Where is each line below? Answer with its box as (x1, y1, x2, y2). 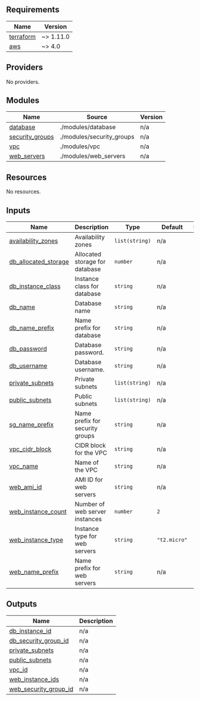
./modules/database (59, 123, 116, 132)
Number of (74, 500, 105, 508)
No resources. (6, 188, 41, 195)
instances (74, 515, 102, 523)
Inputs (6, 205, 31, 215)
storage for (74, 258, 106, 266)
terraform (9, 32, 36, 40)
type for (74, 532, 97, 540)
